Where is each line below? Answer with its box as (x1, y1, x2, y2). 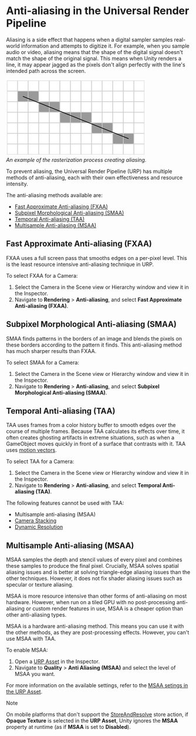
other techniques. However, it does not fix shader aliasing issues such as (6, 575, 183, 582)
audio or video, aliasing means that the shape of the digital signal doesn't (6, 48, 183, 55)
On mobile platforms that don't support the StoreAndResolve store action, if (6, 711, 189, 718)
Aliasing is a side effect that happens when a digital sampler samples (6, 36, 173, 43)
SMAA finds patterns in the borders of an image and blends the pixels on (6, 335, 183, 342)
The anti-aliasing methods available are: (6, 191, 103, 198)
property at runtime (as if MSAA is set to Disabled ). (6, 724, 131, 731)
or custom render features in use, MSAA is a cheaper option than (26, 605, 184, 612)
